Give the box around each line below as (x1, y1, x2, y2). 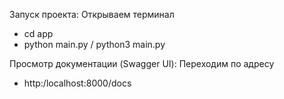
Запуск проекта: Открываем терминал (9, 9, 175, 20)
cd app (23, 28, 54, 39)
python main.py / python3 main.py (23, 39, 166, 50)
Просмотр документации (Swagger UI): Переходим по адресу (9, 58, 275, 69)
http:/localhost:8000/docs (23, 77, 132, 89)
